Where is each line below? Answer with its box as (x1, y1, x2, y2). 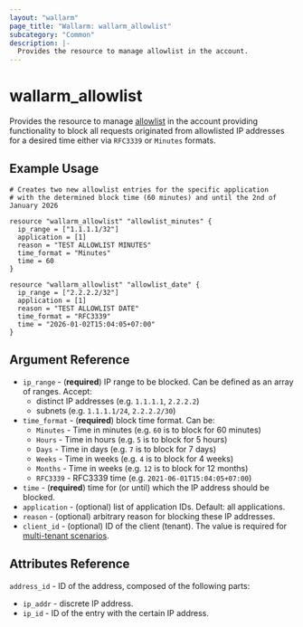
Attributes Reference (9, 556, 130, 572)
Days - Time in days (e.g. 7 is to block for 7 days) (35, 443, 217, 454)
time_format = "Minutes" (17, 248, 111, 258)
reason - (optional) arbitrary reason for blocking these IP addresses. (22, 510, 276, 521)
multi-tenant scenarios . (22, 530, 110, 541)
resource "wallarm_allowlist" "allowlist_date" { (9, 280, 201, 290)
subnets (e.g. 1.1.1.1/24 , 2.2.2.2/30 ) (35, 404, 176, 416)
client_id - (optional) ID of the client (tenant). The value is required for (22, 520, 288, 531)
